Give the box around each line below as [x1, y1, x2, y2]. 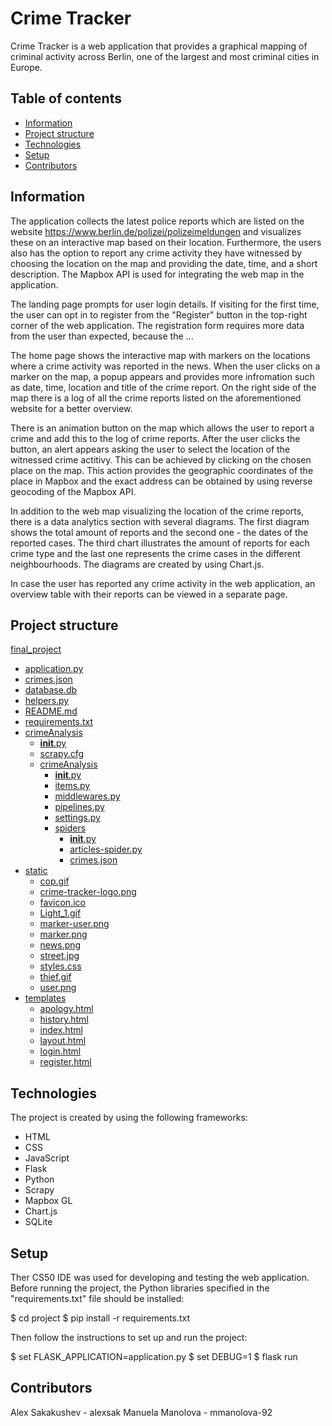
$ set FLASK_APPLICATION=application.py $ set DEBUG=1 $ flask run [10, 1351, 298, 1362]
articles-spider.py [69, 843, 143, 856]
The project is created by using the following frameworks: [10, 1112, 248, 1124]
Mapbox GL [24, 1195, 73, 1207]
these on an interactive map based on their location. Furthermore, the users [10, 236, 322, 248]
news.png [39, 939, 82, 951]
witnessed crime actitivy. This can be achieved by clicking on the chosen [10, 453, 312, 466]
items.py [54, 780, 91, 792]
